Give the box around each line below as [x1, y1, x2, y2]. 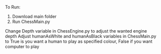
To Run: [5, 4, 20, 10]
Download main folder [12, 14, 57, 19]
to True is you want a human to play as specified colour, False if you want [5, 38, 153, 44]
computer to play [5, 44, 40, 49]
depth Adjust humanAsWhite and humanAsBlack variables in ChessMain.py [5, 34, 157, 39]
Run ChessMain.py [12, 19, 50, 24]
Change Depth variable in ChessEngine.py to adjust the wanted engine [5, 28, 147, 34]
